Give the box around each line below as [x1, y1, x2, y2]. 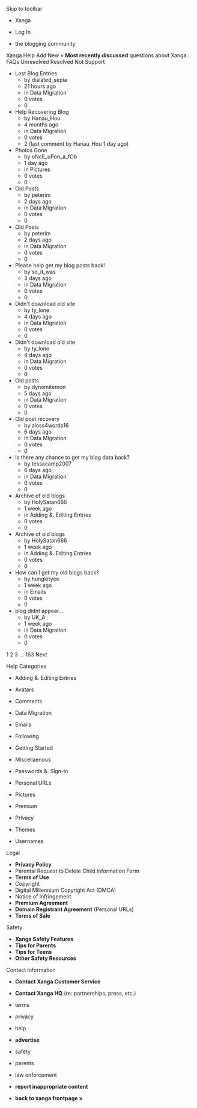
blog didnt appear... [14, 608, 64, 614]
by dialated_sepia [23, 76, 67, 83]
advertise [14, 1036, 40, 1044]
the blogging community [14, 40, 76, 47]
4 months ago [23, 121, 59, 128]
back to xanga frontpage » [14, 1095, 83, 1101]
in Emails [23, 588, 46, 595]
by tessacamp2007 [23, 460, 72, 467]
